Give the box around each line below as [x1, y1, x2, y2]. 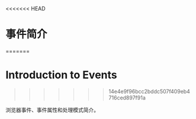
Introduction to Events [5, 68, 117, 82]
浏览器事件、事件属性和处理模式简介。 [5, 106, 99, 113]
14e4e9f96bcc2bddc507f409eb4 [108, 88, 191, 95]
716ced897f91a [108, 94, 146, 101]
